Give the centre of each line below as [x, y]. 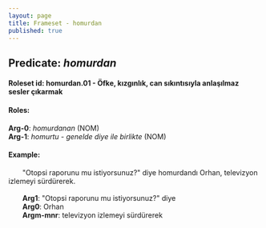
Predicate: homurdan [62, 63]
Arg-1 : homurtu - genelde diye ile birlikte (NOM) [87, 136]
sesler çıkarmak [36, 92]
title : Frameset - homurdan [55, 23]
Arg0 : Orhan [43, 206]
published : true [35, 30]
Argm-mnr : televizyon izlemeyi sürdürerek [93, 215]
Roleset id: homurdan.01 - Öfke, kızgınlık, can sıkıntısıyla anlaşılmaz [124, 83]
